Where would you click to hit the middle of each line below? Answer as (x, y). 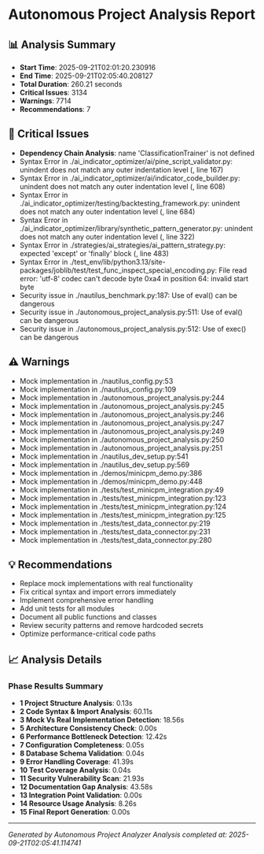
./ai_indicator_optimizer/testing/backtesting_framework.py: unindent (130, 203)
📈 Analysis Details (55, 659)
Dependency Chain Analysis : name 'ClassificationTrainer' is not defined (137, 153)
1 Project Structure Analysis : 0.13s (76, 704)
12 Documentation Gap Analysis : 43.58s (86, 787)
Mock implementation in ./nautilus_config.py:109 (98, 389)
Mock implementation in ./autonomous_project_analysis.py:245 (122, 406)
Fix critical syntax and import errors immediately (98, 592)
